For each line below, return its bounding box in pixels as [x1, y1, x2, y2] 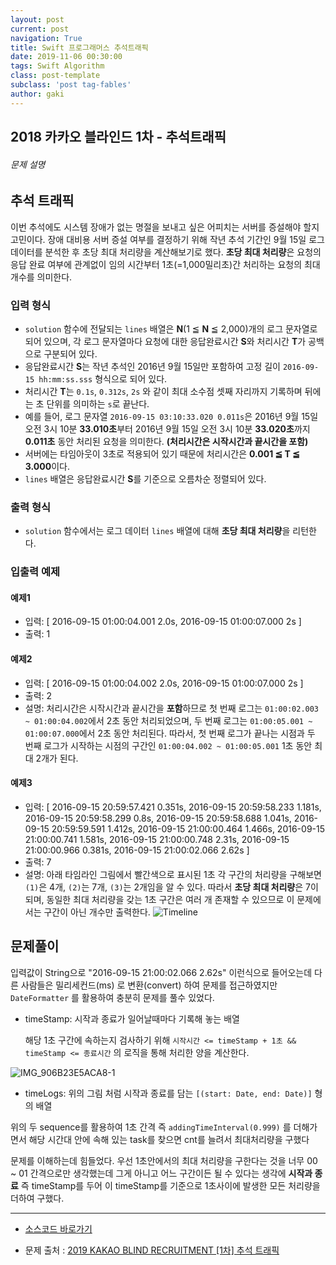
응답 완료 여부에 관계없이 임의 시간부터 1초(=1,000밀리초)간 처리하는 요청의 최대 [10, 258, 321, 270]
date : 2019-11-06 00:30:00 [10, 52, 123, 62]
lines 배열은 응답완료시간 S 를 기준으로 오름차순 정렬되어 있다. [24, 472, 267, 485]
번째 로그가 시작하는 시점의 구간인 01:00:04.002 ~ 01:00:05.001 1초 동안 [24, 739, 313, 751]
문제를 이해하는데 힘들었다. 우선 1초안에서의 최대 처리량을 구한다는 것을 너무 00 [10, 1154, 318, 1166]
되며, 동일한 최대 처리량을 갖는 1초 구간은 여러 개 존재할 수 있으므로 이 [24, 893, 295, 905]
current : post [10, 24, 70, 34]
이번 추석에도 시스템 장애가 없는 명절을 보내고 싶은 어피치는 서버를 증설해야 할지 [10, 221, 320, 233]
